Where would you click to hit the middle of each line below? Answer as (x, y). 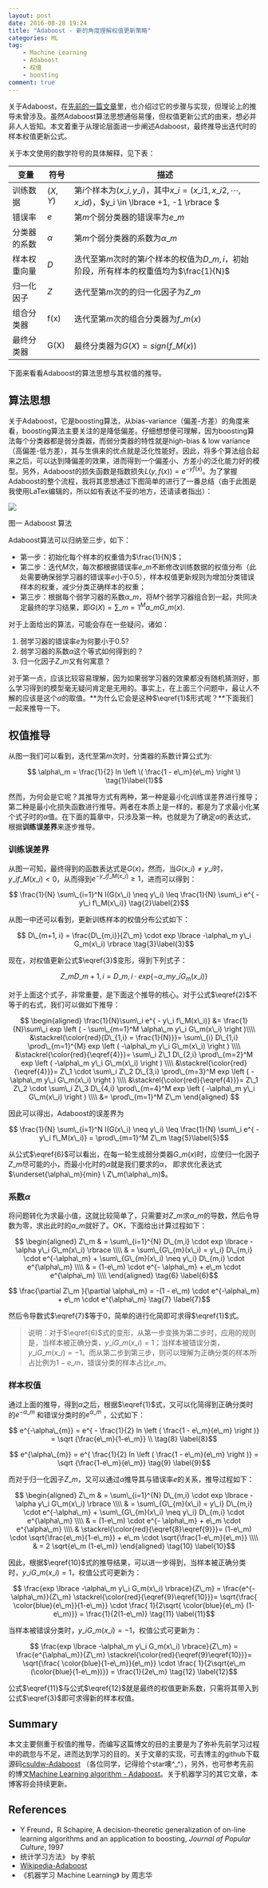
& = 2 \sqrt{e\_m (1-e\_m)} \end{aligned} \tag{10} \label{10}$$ (134, 1546)
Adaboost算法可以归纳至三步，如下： (70, 540)
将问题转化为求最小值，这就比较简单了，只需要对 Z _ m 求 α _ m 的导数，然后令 (130, 1216)
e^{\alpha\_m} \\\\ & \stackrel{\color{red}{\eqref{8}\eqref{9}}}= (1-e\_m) (134, 1529)
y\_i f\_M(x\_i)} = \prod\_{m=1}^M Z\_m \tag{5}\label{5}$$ (134, 1138)
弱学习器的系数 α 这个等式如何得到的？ (82, 651)
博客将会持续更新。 (40, 1784)
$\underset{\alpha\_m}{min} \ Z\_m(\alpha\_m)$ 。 (91, 1174)
